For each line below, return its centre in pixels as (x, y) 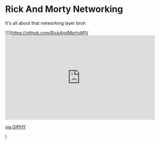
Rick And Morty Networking (64, 9)
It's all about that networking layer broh (45, 23)
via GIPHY (16, 126)
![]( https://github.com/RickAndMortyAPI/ (47, 32)
